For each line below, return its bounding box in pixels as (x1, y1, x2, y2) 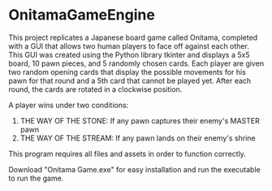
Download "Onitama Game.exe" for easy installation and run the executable (8, 164, 261, 174)
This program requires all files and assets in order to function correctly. (8, 149, 246, 158)
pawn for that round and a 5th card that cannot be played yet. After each (8, 76, 252, 85)
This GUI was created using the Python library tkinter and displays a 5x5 (8, 50, 250, 59)
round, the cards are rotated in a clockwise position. (8, 84, 183, 94)
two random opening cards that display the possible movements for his (8, 67, 246, 76)
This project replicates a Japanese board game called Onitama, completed (8, 33, 258, 42)
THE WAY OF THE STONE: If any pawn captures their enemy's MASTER (19, 115, 260, 125)
